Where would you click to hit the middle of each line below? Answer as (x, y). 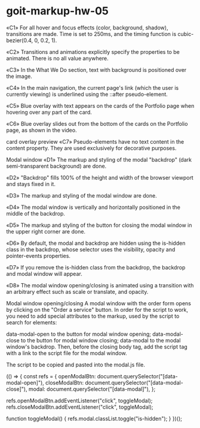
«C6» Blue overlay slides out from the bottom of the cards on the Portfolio (97, 123)
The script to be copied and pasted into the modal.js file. (76, 365)
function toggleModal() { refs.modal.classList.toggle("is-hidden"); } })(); (94, 418)
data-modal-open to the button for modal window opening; (79, 334)
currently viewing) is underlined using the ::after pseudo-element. (87, 94)
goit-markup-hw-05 (58, 11)
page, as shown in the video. (41, 130)
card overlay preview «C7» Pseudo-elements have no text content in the (95, 141)
